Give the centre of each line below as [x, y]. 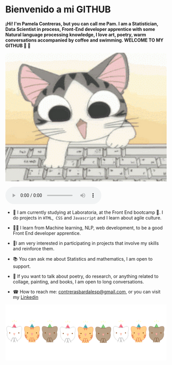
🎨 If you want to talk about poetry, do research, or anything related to [85, 276]
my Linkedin [26, 297]
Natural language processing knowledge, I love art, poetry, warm [76, 34]
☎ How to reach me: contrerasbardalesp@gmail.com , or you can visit [87, 291]
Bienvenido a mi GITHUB [58, 10]
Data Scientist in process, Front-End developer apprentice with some [80, 29]
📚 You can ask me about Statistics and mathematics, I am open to [82, 259]
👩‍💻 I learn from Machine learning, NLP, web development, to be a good [88, 228]
